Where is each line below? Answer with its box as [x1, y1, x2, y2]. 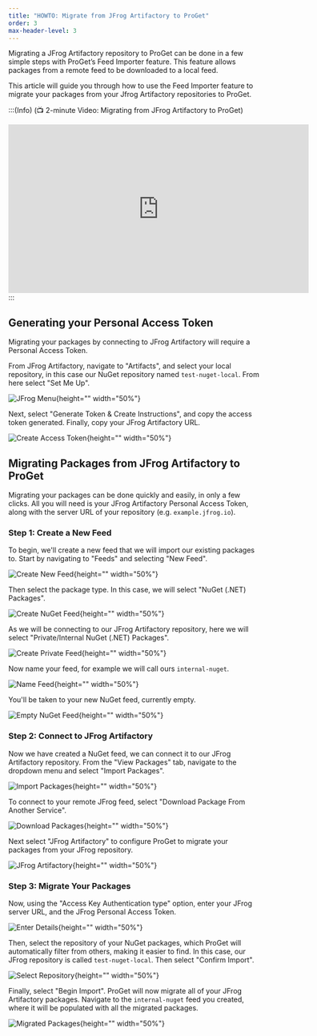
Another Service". [8, 805, 66, 815]
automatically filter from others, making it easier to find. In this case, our [8, 946, 246, 956]
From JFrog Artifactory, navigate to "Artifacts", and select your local [8, 361, 232, 371]
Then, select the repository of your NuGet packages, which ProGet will [8, 938, 242, 947]
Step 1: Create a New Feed [8, 527, 112, 538]
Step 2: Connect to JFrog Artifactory [8, 730, 154, 741]
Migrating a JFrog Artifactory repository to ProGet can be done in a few [8, 49, 244, 58]
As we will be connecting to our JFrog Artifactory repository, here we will [8, 624, 249, 634]
